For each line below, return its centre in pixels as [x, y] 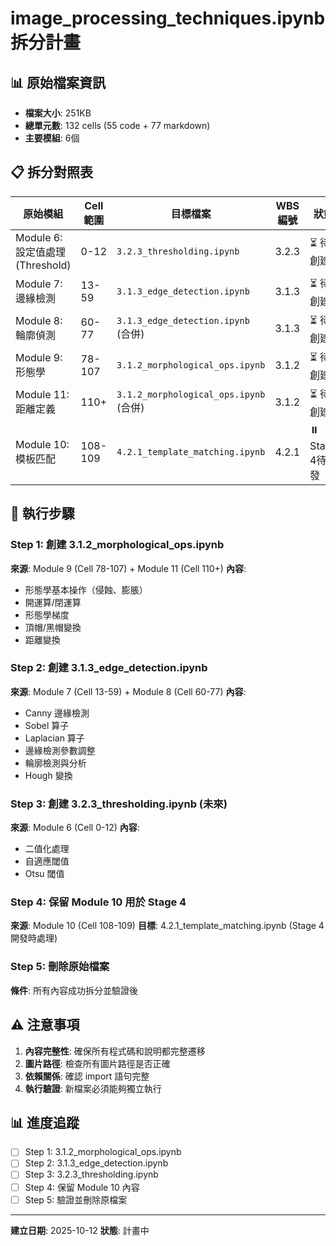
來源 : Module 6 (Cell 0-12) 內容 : [75, 828]
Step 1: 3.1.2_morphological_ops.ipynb [103, 1152]
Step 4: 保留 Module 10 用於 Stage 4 [98, 902]
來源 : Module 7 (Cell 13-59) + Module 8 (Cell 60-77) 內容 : [128, 691]
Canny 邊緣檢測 [57, 713]
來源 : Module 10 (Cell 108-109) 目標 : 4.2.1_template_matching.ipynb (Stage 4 [167, 926]
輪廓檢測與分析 [55, 763]
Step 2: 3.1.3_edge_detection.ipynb [96, 1163]
